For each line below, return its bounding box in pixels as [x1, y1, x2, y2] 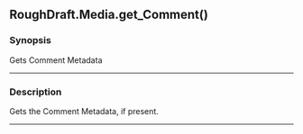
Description [9, 85, 62, 98]
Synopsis [9, 34, 51, 47]
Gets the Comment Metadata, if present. [9, 105, 160, 116]
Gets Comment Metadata [9, 54, 103, 66]
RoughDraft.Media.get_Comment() [9, 7, 209, 22]
